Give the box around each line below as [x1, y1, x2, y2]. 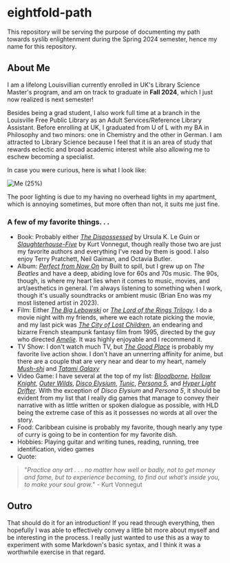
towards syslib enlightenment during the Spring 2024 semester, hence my [7, 34, 218, 43]
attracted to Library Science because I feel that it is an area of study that [7, 138, 213, 146]
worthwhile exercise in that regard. [7, 548, 105, 556]
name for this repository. [7, 42, 77, 50]
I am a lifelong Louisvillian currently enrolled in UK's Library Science [7, 81, 200, 89]
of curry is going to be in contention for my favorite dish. [17, 431, 178, 439]
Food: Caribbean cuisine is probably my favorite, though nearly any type [17, 423, 222, 431]
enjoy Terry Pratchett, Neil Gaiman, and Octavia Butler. [17, 255, 172, 263]
